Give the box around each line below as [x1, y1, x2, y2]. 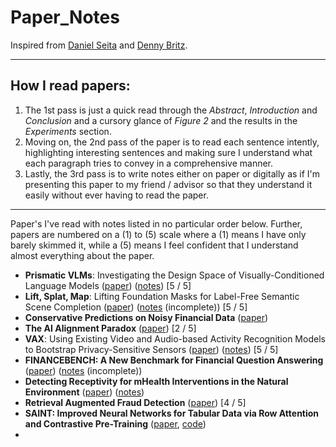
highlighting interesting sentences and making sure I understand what [24, 146, 313, 158]
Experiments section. [24, 125, 112, 137]
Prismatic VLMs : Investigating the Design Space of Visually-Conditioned [24, 269, 325, 281]
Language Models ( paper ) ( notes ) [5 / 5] [24, 279, 192, 291]
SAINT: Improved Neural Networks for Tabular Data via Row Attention [24, 407, 320, 419]
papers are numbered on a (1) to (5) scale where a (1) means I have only [10, 228, 307, 240]
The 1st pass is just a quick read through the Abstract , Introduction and [24, 104, 318, 116]
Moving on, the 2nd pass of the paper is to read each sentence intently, [24, 136, 320, 148]
